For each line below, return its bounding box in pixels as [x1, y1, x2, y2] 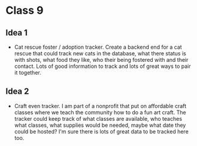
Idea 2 [5, 87, 29, 97]
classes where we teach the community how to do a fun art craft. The [14, 109, 186, 116]
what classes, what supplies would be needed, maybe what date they [14, 121, 186, 129]
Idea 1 [5, 28, 28, 38]
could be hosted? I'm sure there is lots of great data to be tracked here [14, 127, 189, 135]
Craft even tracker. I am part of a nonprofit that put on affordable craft [14, 102, 187, 109]
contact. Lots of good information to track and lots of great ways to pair [14, 62, 191, 70]
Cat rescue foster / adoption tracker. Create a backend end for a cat [14, 43, 182, 50]
